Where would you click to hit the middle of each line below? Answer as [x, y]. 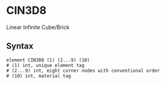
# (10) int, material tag [38, 76]
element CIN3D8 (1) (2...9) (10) [48, 60]
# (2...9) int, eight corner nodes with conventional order [83, 71]
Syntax [20, 46]
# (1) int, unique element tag [45, 65]
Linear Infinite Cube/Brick [38, 27]
